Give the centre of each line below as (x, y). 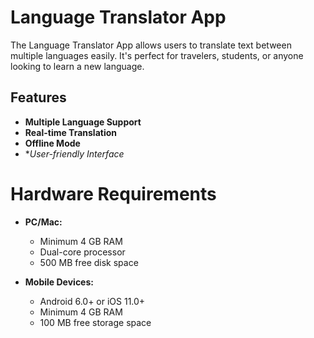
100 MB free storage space (95, 322)
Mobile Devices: (59, 282)
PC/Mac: (43, 222)
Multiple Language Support (83, 122)
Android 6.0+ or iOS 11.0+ (92, 301)
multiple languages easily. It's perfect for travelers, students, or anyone (157, 55)
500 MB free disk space (89, 262)
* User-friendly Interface (74, 153)
